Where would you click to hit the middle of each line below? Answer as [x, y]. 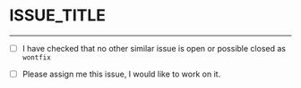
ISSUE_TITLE [57, 16]
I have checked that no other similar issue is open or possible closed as [154, 48]
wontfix [36, 58]
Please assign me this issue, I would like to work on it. [121, 74]
